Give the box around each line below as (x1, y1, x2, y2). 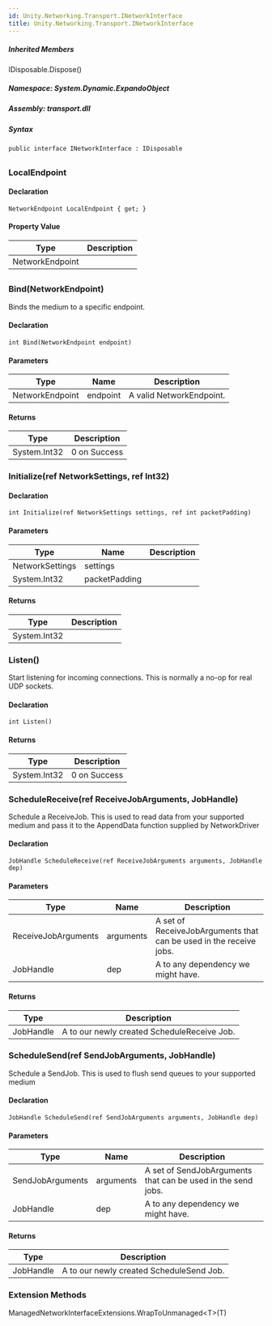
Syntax (8, 124, 34, 134)
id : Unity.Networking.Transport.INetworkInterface (8, 11, 183, 20)
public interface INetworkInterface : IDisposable (8, 145, 183, 153)
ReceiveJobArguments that (155, 925, 259, 936)
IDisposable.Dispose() (8, 65, 83, 75)
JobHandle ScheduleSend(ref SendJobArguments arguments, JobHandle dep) (8, 1114, 259, 1122)
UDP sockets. (8, 681, 54, 691)
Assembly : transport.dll (8, 104, 91, 113)
